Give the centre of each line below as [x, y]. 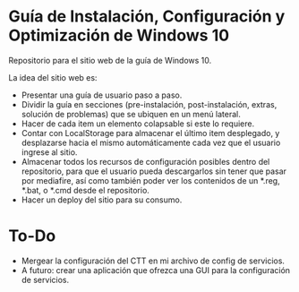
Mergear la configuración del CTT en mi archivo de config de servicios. [153, 261]
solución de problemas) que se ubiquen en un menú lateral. [131, 114]
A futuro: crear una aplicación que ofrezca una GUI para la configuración [156, 270]
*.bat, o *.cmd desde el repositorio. [85, 190]
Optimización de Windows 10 [119, 35]
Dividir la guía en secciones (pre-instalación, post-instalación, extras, [149, 104]
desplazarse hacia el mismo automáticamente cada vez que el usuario [151, 142]
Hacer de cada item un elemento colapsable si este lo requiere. [138, 124]
